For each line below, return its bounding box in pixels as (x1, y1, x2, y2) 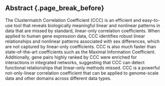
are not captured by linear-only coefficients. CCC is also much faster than (5, 43, 157, 49)
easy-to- (142, 17, 160, 23)
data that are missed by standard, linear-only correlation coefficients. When (5, 27, 160, 34)
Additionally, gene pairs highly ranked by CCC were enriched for (5, 54, 137, 60)
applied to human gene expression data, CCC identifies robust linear (5, 33, 145, 39)
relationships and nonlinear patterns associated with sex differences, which (5, 38, 160, 44)
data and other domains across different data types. (5, 75, 112, 81)
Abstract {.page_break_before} (5, 4, 104, 12)
